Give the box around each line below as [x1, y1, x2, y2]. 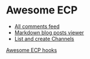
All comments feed [14, 23, 60, 30]
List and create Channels [14, 35, 74, 42]
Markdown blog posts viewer [14, 29, 84, 36]
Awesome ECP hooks [6, 46, 57, 53]
